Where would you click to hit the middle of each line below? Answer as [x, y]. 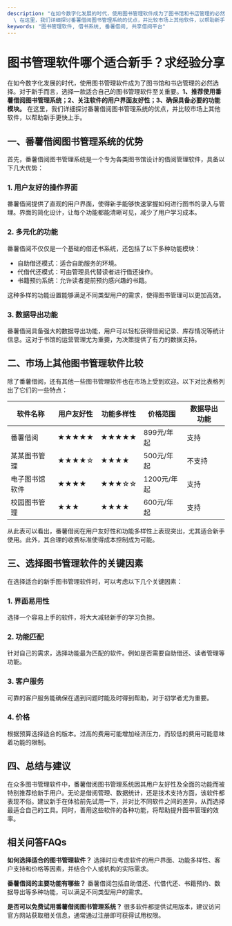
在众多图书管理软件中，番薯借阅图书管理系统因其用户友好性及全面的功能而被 [116, 784]
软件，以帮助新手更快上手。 [47, 117]
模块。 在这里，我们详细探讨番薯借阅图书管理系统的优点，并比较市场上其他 [114, 109]
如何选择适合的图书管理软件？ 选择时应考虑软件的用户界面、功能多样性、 [111, 860]
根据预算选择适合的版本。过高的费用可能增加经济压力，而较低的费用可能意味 [116, 733]
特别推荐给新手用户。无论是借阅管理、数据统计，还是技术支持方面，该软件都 [116, 792]
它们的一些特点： [43, 390]
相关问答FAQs [37, 843]
